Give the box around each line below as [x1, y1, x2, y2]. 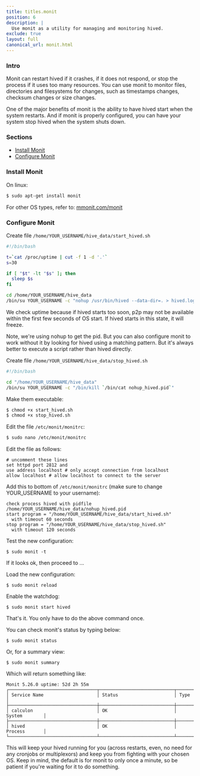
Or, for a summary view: [6, 648, 65, 655]
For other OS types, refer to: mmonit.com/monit [6, 204, 123, 211]
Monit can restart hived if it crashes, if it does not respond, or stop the [6, 75, 178, 82]
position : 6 [6, 14, 36, 20]
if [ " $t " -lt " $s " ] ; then [6, 270, 76, 277]
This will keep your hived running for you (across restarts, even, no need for [6, 744, 192, 752]
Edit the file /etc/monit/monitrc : [6, 423, 85, 430]
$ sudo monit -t [6, 549, 46, 555]
